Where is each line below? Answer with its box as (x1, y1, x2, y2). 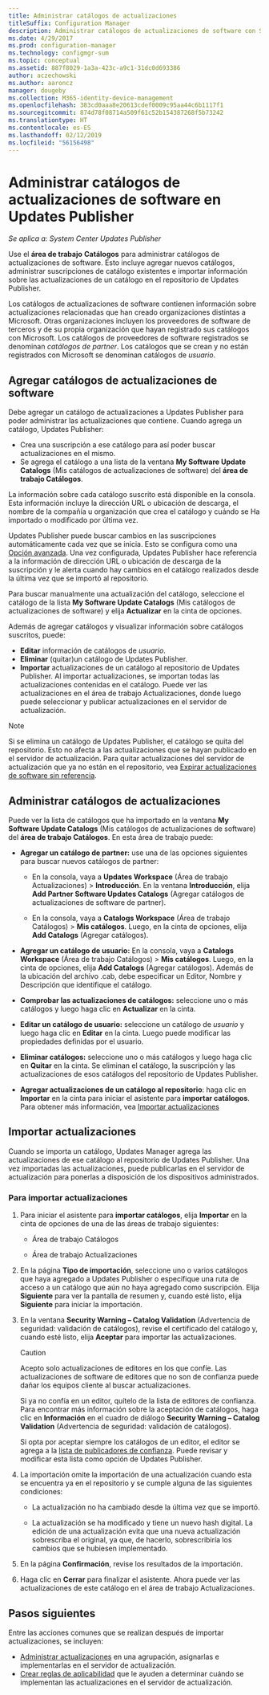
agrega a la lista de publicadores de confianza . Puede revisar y (19, 1446, 228, 1456)
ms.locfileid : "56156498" (8, 138, 94, 147)
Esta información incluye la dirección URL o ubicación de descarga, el (8, 499, 239, 508)
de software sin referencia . (8, 771, 98, 780)
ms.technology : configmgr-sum (8, 49, 110, 57)
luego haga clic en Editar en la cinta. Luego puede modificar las (19, 1029, 231, 1038)
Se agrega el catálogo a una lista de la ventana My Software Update (19, 457, 247, 467)
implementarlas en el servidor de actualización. (19, 1660, 176, 1670)
